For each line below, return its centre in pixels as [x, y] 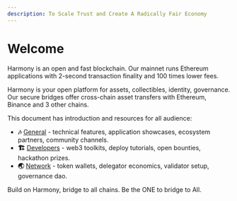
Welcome [36, 48]
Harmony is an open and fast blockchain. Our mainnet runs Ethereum [108, 68]
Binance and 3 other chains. [48, 104]
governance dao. [42, 176]
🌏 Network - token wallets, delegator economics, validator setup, [114, 166]
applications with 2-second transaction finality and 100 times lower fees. [113, 75]
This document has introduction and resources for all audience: [100, 118]
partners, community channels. [63, 140]
